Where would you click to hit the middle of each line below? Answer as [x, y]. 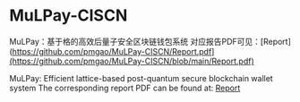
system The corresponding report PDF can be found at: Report [125, 88]
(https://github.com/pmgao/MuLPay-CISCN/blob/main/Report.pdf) [132, 61]
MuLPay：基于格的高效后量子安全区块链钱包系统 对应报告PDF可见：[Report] [150, 41]
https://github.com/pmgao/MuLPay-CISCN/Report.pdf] [113, 51]
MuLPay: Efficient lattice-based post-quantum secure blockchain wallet [141, 78]
